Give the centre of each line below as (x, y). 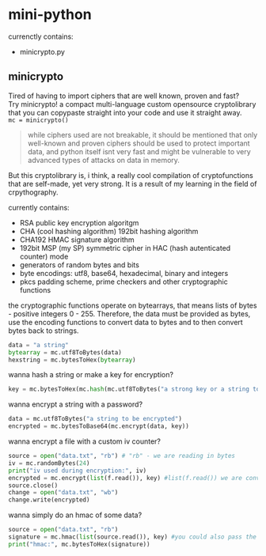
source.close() (33, 485)
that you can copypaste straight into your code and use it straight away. (125, 112)
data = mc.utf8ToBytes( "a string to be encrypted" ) (95, 419)
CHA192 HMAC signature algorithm (77, 240)
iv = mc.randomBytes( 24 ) (49, 463)
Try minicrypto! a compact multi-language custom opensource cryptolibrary (132, 104)
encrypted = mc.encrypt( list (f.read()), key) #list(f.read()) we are (125, 478)
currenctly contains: (41, 36)
